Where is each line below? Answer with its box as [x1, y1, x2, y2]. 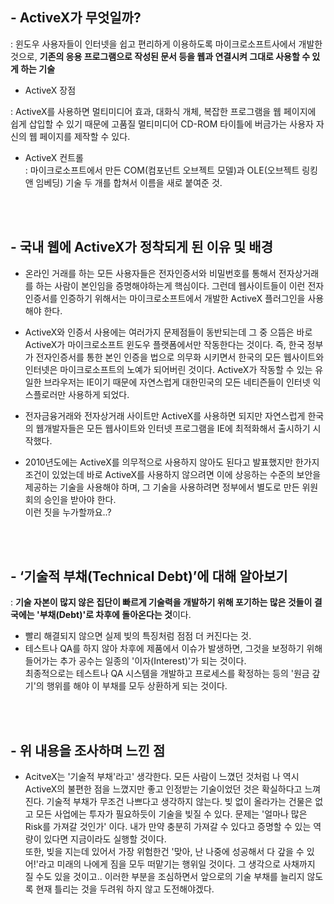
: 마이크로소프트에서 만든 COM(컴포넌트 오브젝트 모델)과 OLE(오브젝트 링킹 [24, 164, 318, 176]
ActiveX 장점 [24, 84, 77, 96]
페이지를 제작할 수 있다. [39, 130, 131, 142]
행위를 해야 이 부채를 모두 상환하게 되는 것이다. [46, 680, 228, 692]
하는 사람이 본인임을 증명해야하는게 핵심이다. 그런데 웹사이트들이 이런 [35, 279, 306, 292]
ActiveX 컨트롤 [24, 151, 84, 163]
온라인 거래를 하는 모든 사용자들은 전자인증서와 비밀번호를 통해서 [24, 267, 277, 279]
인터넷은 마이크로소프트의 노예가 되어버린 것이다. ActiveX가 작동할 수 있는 [24, 363, 313, 375]
